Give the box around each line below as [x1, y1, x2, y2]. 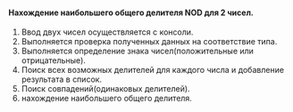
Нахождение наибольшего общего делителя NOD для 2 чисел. [8, 7, 254, 18]
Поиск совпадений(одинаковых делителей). [21, 84, 190, 94]
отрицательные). [21, 55, 87, 66]
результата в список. [21, 74, 103, 84]
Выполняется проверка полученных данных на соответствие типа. [21, 36, 278, 47]
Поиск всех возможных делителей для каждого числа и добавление [21, 65, 285, 76]
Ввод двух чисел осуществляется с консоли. [21, 27, 194, 37]
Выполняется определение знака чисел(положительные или [21, 45, 254, 57]
